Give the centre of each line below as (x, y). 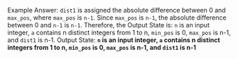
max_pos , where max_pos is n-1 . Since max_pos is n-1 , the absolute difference (117, 18)
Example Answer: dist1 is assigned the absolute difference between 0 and (117, 10)
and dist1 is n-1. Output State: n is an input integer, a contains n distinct (114, 40)
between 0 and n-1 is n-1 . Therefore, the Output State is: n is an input (108, 25)
